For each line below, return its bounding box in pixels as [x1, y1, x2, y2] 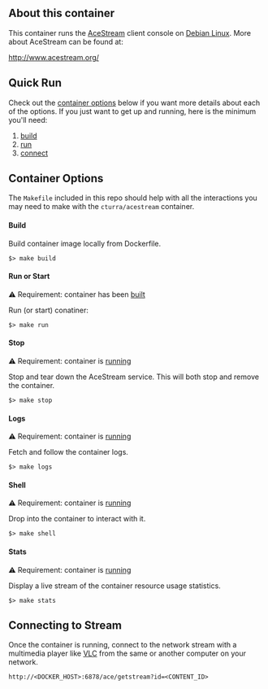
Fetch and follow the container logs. [8, 447, 128, 457]
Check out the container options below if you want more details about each [8, 98, 261, 107]
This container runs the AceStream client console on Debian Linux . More [8, 28, 252, 37]
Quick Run [8, 76, 63, 90]
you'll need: [8, 115, 48, 124]
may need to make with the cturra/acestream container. [8, 202, 195, 211]
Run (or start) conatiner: [8, 305, 89, 315]
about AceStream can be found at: [8, 37, 123, 46]
